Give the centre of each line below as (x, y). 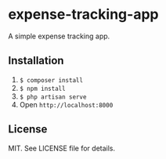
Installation (36, 61)
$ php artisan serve (53, 97)
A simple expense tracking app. (59, 36)
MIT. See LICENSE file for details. (62, 148)
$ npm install (42, 89)
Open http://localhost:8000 (66, 104)
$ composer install (51, 80)
